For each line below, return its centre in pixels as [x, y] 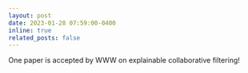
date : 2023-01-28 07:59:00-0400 [62, 23]
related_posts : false [44, 38]
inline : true [30, 30]
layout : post [30, 15]
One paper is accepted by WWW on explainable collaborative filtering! [124, 60]
